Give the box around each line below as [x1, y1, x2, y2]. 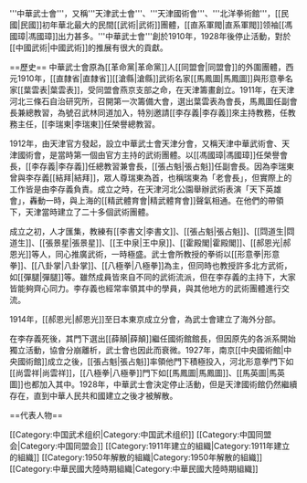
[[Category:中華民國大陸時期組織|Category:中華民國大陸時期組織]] [9, 464, 259, 474]
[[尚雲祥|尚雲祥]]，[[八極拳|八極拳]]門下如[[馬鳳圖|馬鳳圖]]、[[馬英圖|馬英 [9, 368, 286, 378]
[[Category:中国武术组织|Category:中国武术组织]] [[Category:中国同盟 [9, 429, 272, 440]
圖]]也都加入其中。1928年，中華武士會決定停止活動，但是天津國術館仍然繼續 [9, 379, 298, 390]
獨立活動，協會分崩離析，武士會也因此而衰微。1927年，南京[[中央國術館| [9, 345, 284, 355]
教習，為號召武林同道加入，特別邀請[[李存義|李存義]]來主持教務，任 [33, 108, 289, 118]
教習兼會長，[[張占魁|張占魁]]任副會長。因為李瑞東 [103, 161, 295, 172]
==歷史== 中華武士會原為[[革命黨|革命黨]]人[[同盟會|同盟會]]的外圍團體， [9, 62, 286, 72]
